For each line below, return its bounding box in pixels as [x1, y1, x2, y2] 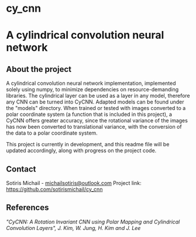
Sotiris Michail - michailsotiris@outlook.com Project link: [6, 180, 142, 186]
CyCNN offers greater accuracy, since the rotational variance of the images [6, 117, 188, 124]
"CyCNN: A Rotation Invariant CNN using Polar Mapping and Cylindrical [6, 218, 180, 225]
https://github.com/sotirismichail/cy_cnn [6, 186, 103, 193]
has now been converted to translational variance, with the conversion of [6, 123, 183, 130]
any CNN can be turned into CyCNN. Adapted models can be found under [6, 98, 184, 105]
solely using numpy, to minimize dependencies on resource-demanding [6, 86, 179, 93]
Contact [6, 164, 36, 174]
